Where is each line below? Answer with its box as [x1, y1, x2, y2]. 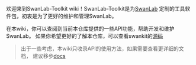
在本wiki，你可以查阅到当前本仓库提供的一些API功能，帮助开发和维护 [6, 25, 175, 32]
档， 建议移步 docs [20, 53, 66, 59]
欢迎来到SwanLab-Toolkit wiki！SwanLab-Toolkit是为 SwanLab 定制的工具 [6, 5, 185, 12]
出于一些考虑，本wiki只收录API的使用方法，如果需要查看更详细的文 [20, 45, 185, 52]
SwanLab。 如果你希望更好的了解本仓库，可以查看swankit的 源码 [6, 32, 163, 40]
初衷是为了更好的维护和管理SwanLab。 [21, 12, 117, 19]
